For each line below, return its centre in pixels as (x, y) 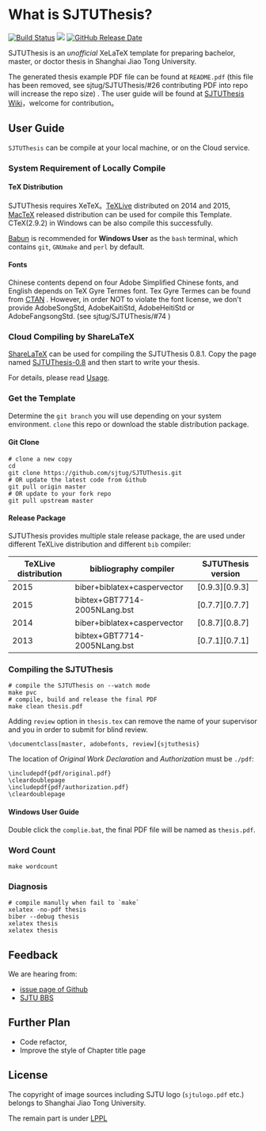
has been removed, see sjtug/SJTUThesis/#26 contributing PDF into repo (128, 85)
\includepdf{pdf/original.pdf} (60, 774)
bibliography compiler (132, 569)
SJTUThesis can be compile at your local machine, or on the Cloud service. (129, 148)
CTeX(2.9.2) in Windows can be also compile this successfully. (111, 223)
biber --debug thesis (44, 917)
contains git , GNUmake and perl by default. (76, 247)
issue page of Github (54, 989)
